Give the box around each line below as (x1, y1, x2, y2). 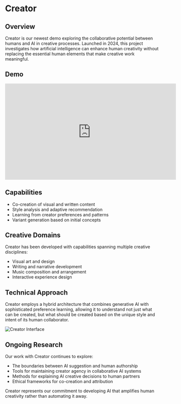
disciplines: (5, 249, 28, 255)
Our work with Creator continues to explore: (5, 354, 94, 360)
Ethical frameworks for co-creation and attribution (12, 379, 113, 384)
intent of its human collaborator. (5, 317, 69, 323)
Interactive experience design (12, 274, 72, 280)
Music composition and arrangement (12, 269, 86, 275)
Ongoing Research (5, 340, 63, 349)
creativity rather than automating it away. (5, 393, 88, 399)
